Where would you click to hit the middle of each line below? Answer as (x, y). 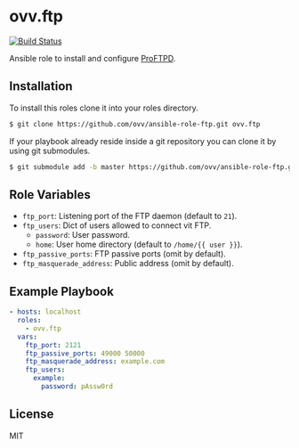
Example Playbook (61, 291)
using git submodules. (50, 151)
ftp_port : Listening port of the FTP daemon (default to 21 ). (129, 216)
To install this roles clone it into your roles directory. (104, 108)
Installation (41, 86)
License (32, 415)
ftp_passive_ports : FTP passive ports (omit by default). (124, 254)
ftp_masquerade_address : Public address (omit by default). (128, 264)
